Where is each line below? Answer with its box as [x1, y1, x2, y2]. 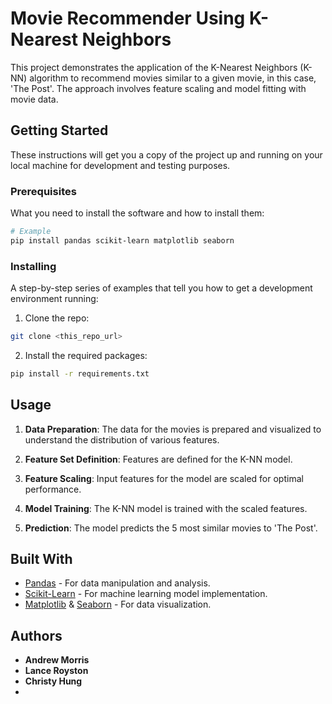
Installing [10, 259, 57, 273]
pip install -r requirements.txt [10, 368, 150, 379]
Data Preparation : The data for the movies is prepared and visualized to [24, 423, 322, 435]
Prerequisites [10, 184, 77, 198]
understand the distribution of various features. [24, 433, 220, 446]
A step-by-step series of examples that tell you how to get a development [10, 282, 313, 294]
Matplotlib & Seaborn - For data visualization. [24, 598, 212, 611]
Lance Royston [24, 665, 89, 677]
